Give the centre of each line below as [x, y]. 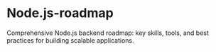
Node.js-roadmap [60, 13]
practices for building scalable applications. [70, 40]
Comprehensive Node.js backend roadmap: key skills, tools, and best [108, 33]
